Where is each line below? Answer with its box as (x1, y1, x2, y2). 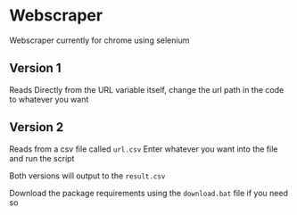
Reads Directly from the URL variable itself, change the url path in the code (9, 84, 285, 95)
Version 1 (9, 61, 62, 76)
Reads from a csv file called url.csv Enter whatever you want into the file (9, 144, 278, 154)
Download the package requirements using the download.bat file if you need (9, 187, 288, 198)
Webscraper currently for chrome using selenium (9, 35, 190, 45)
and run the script (9, 153, 75, 163)
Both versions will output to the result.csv (9, 170, 166, 181)
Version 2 (9, 120, 64, 135)
